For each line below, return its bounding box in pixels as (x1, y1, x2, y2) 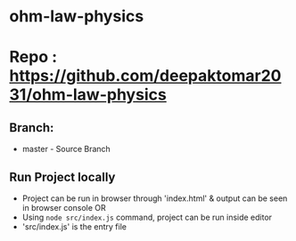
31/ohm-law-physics (9, 84, 167, 105)
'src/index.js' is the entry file (21, 221, 127, 232)
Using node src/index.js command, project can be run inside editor (21, 212, 273, 222)
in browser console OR (21, 203, 107, 213)
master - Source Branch (21, 144, 111, 155)
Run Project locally (9, 169, 116, 184)
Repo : (9, 47, 58, 68)
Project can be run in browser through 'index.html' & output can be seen (21, 193, 288, 204)
